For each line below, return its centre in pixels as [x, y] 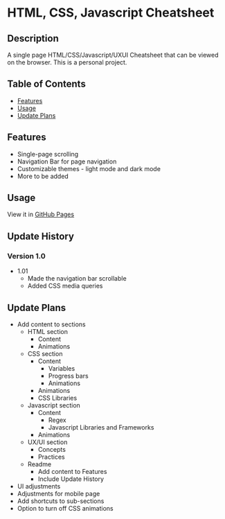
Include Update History [71, 479]
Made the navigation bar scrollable [77, 279]
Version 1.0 [27, 256]
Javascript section [54, 405]
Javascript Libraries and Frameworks [101, 427]
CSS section [45, 353]
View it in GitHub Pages [41, 214]
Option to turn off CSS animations [65, 508]
